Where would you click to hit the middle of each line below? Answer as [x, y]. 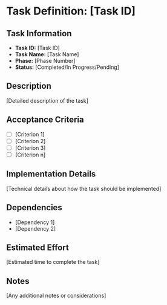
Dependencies [34, 207]
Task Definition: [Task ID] [71, 11]
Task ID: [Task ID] [38, 48]
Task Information [39, 34]
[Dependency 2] [35, 228]
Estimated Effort [38, 247]
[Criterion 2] [30, 141]
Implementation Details [51, 174]
